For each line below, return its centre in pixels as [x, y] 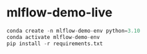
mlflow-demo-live [59, 13]
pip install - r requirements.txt [55, 43]
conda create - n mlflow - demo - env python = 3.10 [73, 31]
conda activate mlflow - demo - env [53, 37]
